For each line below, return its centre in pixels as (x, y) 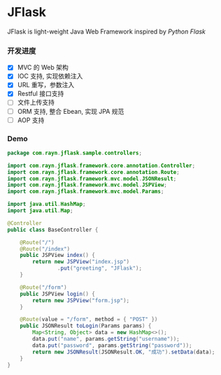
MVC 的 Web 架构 (43, 68)
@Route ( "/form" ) (44, 287)
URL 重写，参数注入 (46, 85)
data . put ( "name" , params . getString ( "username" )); (106, 339)
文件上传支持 (36, 103)
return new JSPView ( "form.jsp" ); (81, 300)
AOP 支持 (31, 120)
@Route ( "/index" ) (45, 249)
